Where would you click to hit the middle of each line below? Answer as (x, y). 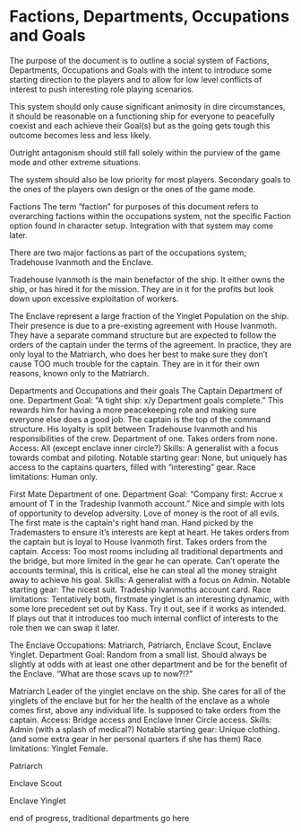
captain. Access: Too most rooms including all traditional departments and (146, 551)
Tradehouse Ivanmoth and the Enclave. (82, 261)
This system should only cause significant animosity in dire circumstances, (147, 106)
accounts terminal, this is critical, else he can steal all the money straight (143, 570)
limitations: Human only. (54, 476)
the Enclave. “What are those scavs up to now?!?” (101, 673)
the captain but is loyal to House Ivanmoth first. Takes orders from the (138, 542)
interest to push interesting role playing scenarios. (102, 89)
